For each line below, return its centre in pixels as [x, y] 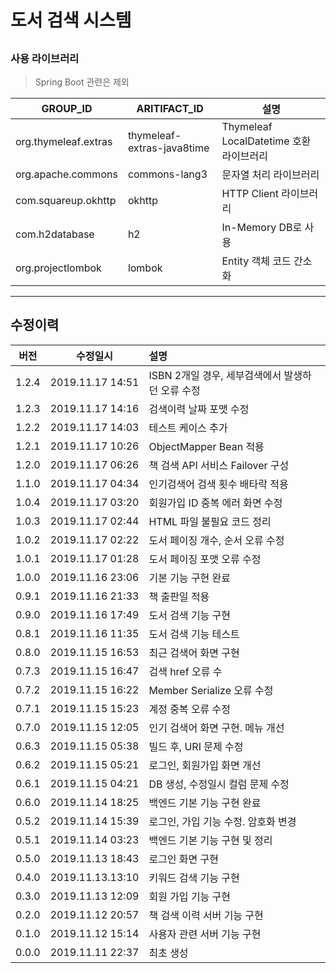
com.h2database [55, 234]
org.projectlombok [58, 268]
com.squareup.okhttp [66, 200]
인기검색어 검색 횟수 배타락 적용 [218, 484]
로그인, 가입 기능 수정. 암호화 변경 [222, 821]
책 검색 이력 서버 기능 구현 [206, 915]
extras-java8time [168, 148]
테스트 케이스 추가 [188, 428]
